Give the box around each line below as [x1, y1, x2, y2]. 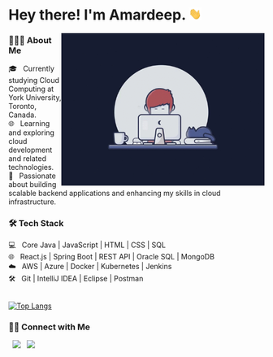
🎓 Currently [8, 63, 55, 74]
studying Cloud [8, 76, 59, 85]
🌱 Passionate [8, 171, 57, 181]
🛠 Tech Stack [8, 218, 64, 229]
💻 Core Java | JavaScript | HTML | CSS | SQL [8, 240, 167, 250]
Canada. [8, 110, 37, 120]
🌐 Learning [8, 119, 50, 128]
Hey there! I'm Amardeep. [8, 6, 186, 24]
